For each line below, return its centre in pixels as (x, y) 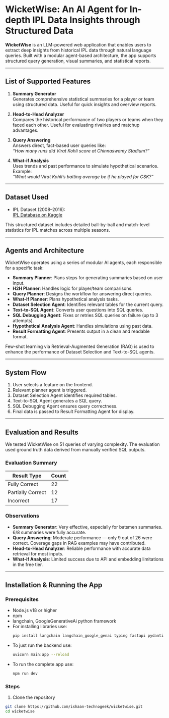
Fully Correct (23, 484)
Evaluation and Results (42, 432)
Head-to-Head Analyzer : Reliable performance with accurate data (81, 548)
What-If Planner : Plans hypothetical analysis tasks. (66, 299)
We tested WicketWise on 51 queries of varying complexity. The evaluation (82, 444)
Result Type (27, 476)
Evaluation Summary (31, 463)
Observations (22, 516)
